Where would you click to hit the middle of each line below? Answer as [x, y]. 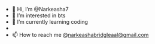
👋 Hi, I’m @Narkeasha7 [40, 9]
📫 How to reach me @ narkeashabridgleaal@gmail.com [80, 35]
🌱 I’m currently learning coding [50, 22]
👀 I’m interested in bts [39, 15]
